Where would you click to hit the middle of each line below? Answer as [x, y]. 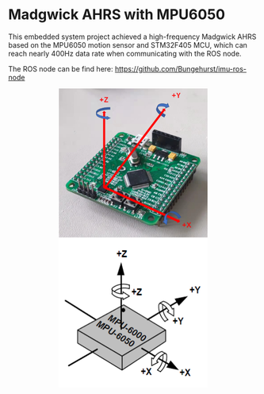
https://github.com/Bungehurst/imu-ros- [181, 68]
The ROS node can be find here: [61, 68]
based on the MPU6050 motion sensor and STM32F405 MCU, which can [128, 44]
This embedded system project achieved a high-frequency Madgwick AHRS [132, 37]
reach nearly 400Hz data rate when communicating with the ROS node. [125, 53]
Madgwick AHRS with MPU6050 [117, 15]
